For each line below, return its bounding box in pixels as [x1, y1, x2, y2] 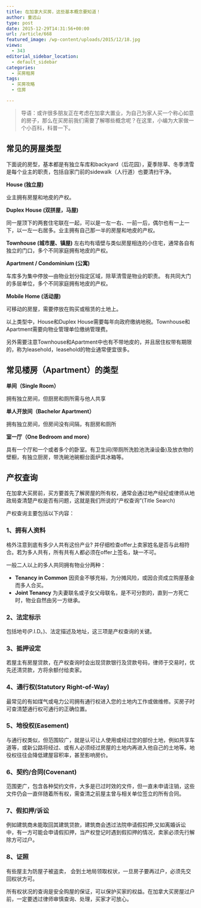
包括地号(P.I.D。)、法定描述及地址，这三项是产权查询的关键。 [6, 627, 156, 635]
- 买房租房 [11, 70, 35, 76]
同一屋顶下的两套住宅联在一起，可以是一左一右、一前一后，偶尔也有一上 [6, 219, 184, 226]
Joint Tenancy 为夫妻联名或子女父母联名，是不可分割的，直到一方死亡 [14, 589, 190, 596]
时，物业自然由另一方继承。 [14, 596, 84, 603]
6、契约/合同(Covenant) [6, 768, 77, 776]
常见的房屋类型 [6, 143, 62, 154]
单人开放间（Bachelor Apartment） [6, 407, 95, 414]
